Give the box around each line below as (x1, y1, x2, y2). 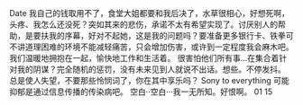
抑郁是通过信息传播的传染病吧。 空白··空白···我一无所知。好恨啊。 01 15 (9, 86, 273, 97)
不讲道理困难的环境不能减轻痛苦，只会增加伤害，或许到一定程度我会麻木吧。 (9, 41, 294, 52)
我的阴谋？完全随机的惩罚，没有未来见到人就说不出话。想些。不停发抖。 (16, 64, 286, 74)
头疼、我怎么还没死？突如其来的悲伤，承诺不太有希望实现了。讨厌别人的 (9, 19, 278, 30)
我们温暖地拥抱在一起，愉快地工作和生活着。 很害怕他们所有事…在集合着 (9, 53, 280, 63)
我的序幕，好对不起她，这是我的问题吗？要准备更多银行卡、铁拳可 (48, 31, 294, 40)
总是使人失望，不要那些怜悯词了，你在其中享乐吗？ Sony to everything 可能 (9, 75, 290, 85)
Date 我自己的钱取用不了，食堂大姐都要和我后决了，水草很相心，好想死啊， (9, 8, 290, 18)
